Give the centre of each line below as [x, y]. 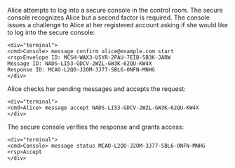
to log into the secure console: [51, 32]
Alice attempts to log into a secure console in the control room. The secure [115, 10]
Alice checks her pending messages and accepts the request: [96, 89]
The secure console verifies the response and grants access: [96, 127]
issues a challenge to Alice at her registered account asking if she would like [117, 25]
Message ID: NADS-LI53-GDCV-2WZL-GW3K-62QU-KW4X [80, 64]
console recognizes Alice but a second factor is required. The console [109, 17]
